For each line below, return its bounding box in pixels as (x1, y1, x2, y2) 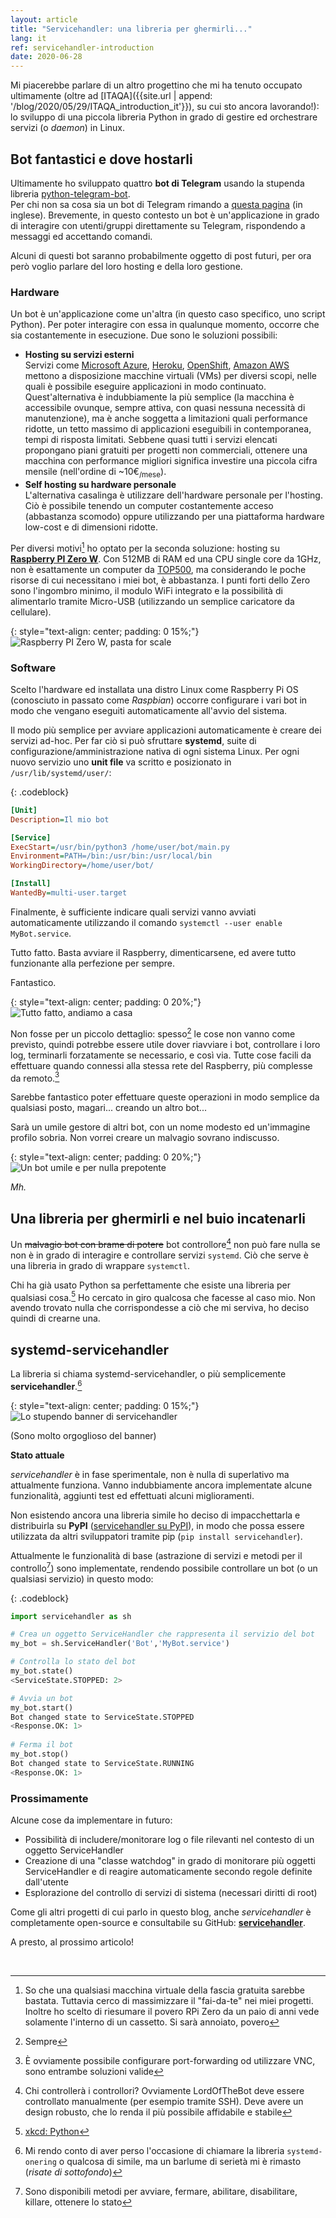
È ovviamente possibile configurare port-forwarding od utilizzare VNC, (24, 2054, 316, 2066)
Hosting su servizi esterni (24, 349, 135, 361)
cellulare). (10, 606, 52, 618)
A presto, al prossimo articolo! (10, 1936, 135, 1948)
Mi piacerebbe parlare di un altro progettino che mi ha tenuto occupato (10, 79, 303, 91)
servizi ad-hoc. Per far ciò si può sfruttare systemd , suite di (10, 734, 257, 746)
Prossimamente (10, 1791, 89, 1805)
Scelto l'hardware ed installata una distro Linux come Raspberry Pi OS (10, 683, 299, 695)
